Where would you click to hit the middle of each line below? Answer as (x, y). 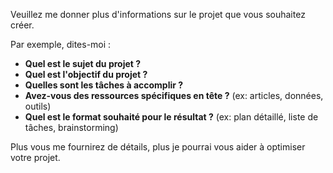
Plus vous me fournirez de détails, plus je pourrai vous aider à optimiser (158, 147)
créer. (22, 25)
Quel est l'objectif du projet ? (86, 74)
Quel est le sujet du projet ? (83, 63)
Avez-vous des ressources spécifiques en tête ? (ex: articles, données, (174, 95)
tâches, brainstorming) (71, 127)
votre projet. (35, 157)
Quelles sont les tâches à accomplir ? (104, 85)
